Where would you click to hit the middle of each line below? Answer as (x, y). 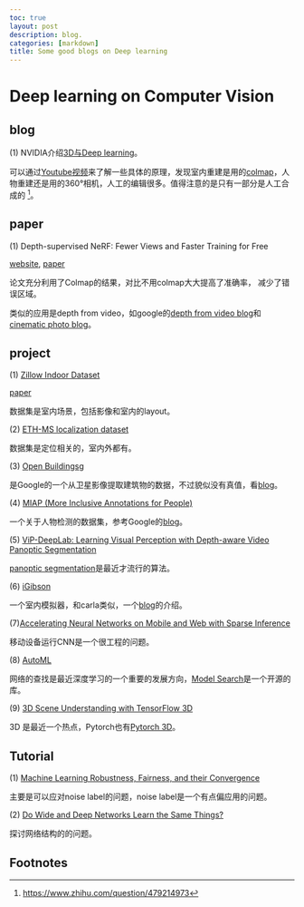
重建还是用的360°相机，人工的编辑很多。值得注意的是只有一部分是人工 (149, 183)
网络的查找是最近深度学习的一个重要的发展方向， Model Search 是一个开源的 (150, 679)
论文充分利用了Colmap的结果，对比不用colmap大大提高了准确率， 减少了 (146, 282)
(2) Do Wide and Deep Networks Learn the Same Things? (117, 815)
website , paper (37, 263)
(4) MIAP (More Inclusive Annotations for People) (101, 503)
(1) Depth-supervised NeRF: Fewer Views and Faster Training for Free (139, 246)
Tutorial (32, 756)
